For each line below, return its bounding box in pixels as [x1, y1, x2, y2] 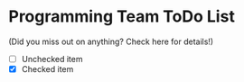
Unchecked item [21, 53, 83, 64]
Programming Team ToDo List [8, 6, 236, 27]
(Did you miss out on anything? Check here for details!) [8, 36, 214, 47]
